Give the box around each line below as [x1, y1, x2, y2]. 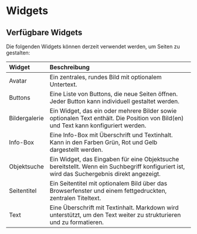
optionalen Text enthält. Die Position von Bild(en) [49, 114, 184, 122]
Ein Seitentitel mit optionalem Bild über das [49, 179, 168, 187]
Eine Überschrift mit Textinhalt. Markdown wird [49, 204, 179, 212]
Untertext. [49, 80, 77, 89]
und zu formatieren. [49, 218, 104, 226]
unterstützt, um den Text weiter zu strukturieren [49, 211, 181, 219]
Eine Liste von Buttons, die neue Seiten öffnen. [49, 90, 178, 98]
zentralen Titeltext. [49, 194, 101, 202]
